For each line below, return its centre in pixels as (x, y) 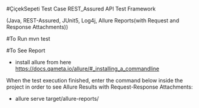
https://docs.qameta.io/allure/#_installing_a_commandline (87, 69)
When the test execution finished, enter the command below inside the (95, 80)
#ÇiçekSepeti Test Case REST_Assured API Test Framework (81, 9)
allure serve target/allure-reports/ (57, 99)
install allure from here (43, 62)
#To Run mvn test (28, 39)
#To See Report (26, 50)
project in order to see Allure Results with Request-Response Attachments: (99, 87)
